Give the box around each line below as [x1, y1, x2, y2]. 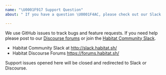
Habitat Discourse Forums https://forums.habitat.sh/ [12, 50, 119, 56]
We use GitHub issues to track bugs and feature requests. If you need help [5, 30, 158, 36]
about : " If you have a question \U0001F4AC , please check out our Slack [5, 12, 162, 17]
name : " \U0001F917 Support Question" [5, 7, 83, 12]
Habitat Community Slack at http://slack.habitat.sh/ [12, 45, 117, 51]
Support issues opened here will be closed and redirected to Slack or [5, 60, 147, 66]
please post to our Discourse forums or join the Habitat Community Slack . [5, 35, 156, 41]
